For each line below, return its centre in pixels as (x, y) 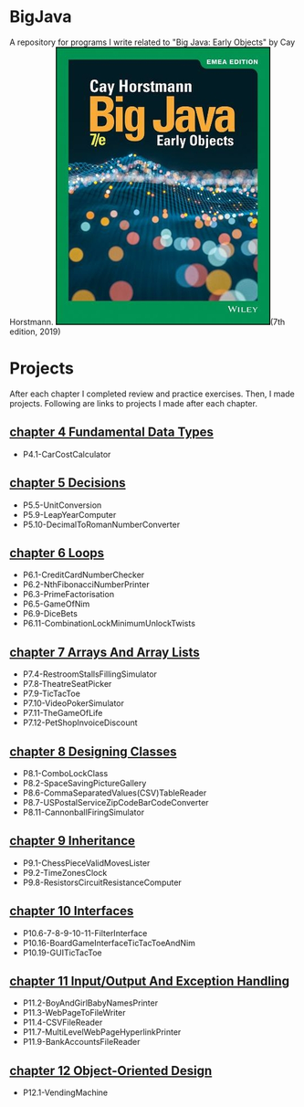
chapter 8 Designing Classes (93, 751)
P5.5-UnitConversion (62, 505)
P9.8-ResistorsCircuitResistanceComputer (102, 882)
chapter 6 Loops (57, 553)
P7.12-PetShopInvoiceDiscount (80, 722)
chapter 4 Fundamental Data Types (112, 432)
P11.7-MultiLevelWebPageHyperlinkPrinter (102, 1032)
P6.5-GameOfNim (56, 604)
